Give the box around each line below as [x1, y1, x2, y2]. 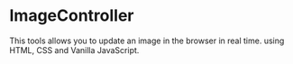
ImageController [9, 5, 134, 26]
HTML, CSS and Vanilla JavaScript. [9, 44, 140, 55]
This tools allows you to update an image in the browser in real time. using [9, 35, 285, 46]
